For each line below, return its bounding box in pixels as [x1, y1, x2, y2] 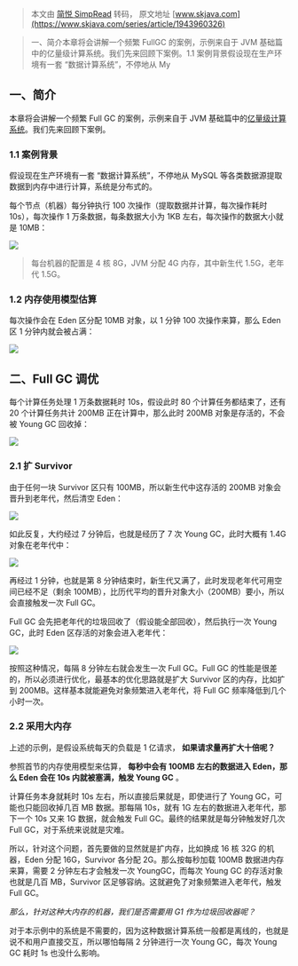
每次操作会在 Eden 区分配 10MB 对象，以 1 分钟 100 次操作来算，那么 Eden [9, 315, 281, 326]
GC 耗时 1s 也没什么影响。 [9, 947, 105, 958]
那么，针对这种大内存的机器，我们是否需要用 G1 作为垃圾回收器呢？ [9, 906, 256, 917]
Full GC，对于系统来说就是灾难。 [9, 824, 129, 835]
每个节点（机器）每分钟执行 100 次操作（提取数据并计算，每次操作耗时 [9, 200, 268, 211]
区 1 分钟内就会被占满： [9, 326, 95, 337]
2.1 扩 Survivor [9, 460, 73, 472]
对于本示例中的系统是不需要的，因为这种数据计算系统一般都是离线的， [9, 925, 266, 936]
